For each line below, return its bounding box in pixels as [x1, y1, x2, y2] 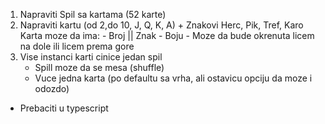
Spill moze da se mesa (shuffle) [34, 62, 165, 73]
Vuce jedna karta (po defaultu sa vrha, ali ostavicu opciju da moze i [34, 72, 313, 84]
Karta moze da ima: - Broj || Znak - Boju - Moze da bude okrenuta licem [19, 30, 315, 41]
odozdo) [34, 83, 70, 94]
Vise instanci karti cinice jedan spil [19, 51, 163, 63]
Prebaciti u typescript [19, 102, 109, 114]
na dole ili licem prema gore [19, 40, 135, 52]
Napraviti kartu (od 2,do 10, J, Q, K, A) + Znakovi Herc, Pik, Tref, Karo [19, 19, 304, 31]
